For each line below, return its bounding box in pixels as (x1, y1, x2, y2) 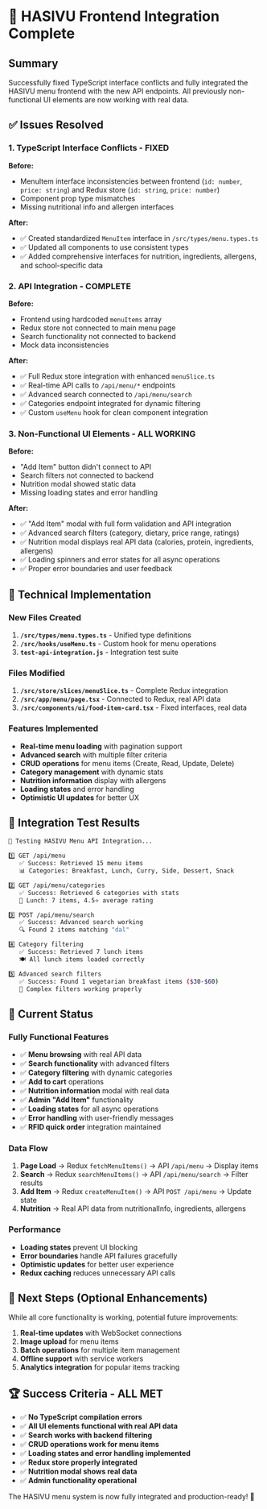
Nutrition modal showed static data (19, 479, 137, 489)
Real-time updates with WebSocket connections (19, 1329, 183, 1338)
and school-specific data (19, 260, 103, 270)
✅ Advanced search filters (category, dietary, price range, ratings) (19, 528, 240, 538)
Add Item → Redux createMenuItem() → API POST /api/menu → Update (19, 1187, 252, 1196)
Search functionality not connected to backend (19, 331, 176, 341)
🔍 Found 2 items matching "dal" (18, 926, 130, 934)
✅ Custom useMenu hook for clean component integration (19, 407, 208, 417)
